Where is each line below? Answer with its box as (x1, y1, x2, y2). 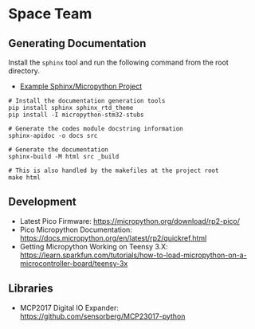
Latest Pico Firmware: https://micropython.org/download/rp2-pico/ (19, 216, 241, 225)
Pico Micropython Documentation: (19, 225, 133, 234)
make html (8, 174, 41, 182)
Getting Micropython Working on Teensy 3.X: (19, 241, 169, 251)
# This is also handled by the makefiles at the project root (8, 166, 219, 174)
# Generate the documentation (8, 146, 109, 154)
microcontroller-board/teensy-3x (19, 258, 128, 268)
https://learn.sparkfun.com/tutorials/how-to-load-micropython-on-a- (19, 250, 247, 260)
